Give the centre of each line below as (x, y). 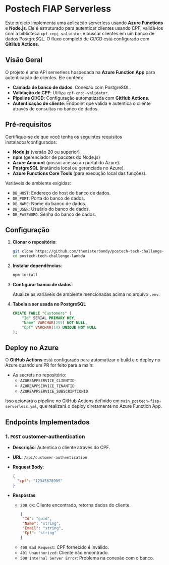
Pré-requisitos (29, 125)
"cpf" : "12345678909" (40, 481)
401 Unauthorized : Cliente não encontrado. (65, 552)
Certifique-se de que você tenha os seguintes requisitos (64, 137)
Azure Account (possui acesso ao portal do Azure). (66, 162)
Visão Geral (24, 60)
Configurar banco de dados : (43, 285)
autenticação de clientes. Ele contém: (44, 77)
